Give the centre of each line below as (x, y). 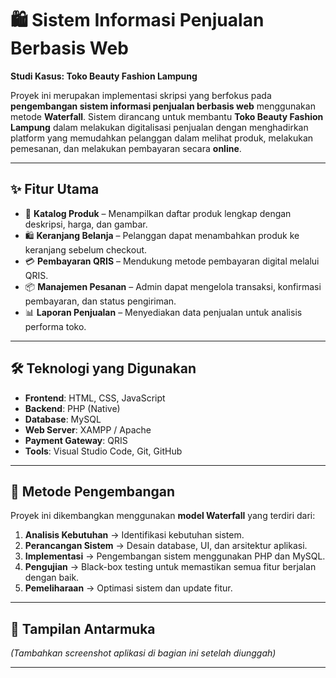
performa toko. (55, 326)
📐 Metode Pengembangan (93, 491)
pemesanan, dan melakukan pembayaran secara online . (126, 148)
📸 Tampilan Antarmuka (83, 628)
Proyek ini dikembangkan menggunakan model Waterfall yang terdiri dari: (163, 516)
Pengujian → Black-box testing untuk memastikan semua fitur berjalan (170, 567)
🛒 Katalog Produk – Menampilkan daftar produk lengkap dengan (158, 213)
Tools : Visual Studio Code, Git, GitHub (103, 451)
